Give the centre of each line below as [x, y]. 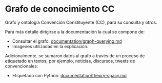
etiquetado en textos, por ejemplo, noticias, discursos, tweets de [70, 61]
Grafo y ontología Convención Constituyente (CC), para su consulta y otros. [81, 22]
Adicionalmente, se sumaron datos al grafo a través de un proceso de [75, 56]
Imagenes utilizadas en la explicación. [50, 46]
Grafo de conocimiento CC [60, 9]
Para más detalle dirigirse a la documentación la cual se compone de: [75, 32]
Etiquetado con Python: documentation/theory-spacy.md [69, 75]
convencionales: [21, 66]
